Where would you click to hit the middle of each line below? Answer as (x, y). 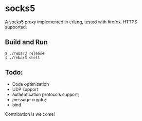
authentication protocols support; (45, 94)
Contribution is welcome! (30, 114)
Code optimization (30, 84)
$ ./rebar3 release (25, 53)
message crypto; (29, 99)
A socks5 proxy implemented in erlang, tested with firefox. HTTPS (71, 22)
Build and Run (26, 42)
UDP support (25, 89)
